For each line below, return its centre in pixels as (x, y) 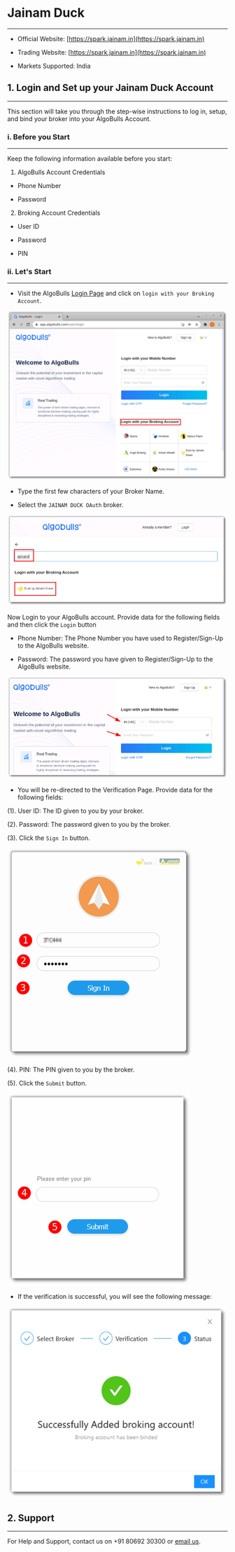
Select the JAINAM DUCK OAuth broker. (70, 505)
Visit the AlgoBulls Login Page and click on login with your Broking (116, 293)
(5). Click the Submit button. (47, 1083)
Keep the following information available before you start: (90, 159)
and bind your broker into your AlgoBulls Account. (79, 119)
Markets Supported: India (54, 66)
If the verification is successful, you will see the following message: (114, 1297)
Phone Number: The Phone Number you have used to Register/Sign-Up (120, 639)
